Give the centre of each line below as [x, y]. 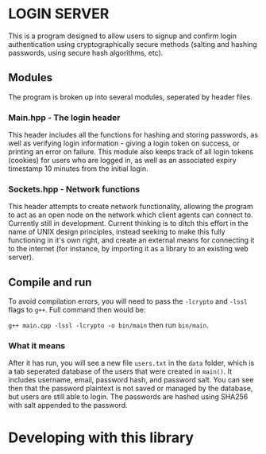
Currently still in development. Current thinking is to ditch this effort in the [128, 223]
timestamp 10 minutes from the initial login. [78, 169]
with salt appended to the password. [68, 405]
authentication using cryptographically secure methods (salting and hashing [133, 44]
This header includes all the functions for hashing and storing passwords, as [133, 135]
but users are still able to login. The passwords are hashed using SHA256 [128, 397]
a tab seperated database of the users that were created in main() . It [120, 371]
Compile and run [50, 282]
